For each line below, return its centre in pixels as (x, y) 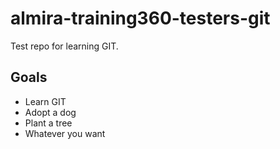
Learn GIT (45, 101)
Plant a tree (48, 123)
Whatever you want (65, 133)
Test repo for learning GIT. (64, 46)
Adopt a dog (50, 112)
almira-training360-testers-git (140, 18)
